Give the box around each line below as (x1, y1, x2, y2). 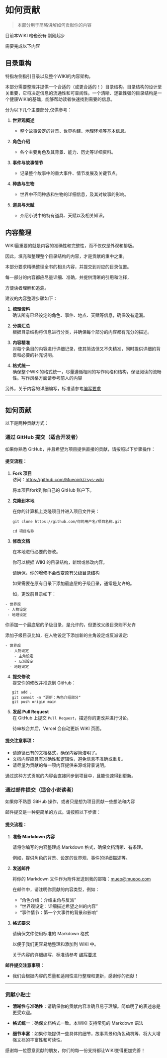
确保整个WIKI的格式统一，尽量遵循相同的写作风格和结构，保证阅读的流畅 (12, 368, 162, 374)
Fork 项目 (12, 470, 32, 476)
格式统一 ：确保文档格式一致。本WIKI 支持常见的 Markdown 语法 (12, 1020, 144, 1026)
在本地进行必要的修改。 (12, 548, 61, 554)
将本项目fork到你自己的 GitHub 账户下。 (12, 487, 94, 493)
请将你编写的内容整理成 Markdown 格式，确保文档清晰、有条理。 (12, 844, 146, 850)
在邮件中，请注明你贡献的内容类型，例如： (12, 886, 100, 892)
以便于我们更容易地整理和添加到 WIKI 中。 (12, 941, 99, 947)
